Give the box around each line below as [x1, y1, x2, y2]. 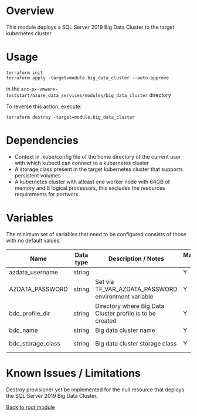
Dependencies [6, 134, 79, 147]
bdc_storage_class [9, 339, 60, 347]
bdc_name [9, 326, 38, 334]
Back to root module [6, 404, 55, 411]
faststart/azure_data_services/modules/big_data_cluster [6, 92, 148, 98]
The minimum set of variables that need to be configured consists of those [6, 230, 186, 237]
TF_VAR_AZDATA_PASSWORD [95, 285, 178, 293]
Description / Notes [108, 254, 164, 263]
